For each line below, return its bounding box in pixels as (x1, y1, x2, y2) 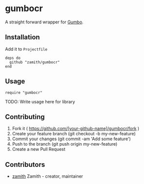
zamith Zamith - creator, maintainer (12, 173, 83, 179)
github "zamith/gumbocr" (9, 59, 60, 65)
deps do (5, 55, 21, 60)
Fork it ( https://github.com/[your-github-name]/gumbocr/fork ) (12, 126, 140, 131)
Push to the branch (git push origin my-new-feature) (12, 141, 118, 147)
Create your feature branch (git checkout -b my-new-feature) (12, 131, 136, 137)
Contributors (5, 160, 45, 168)
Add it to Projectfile (5, 46, 48, 52)
